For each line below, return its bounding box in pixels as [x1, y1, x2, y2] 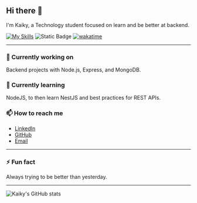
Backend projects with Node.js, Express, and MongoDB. [6, 66, 141, 73]
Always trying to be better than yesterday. [6, 174, 107, 180]
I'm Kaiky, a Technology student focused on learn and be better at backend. [6, 21, 189, 28]
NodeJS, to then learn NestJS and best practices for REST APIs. [6, 94, 161, 101]
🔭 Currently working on [6, 53, 74, 61]
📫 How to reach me [6, 109, 63, 117]
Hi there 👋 [6, 6, 43, 16]
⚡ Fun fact [6, 158, 36, 166]
